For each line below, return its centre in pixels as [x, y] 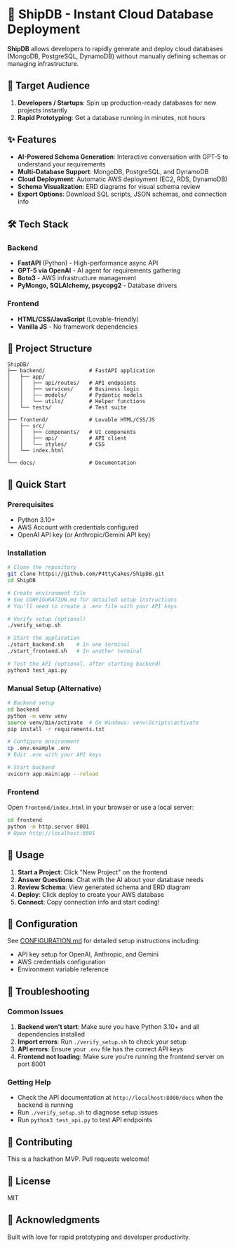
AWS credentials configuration [62, 962]
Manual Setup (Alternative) [54, 688]
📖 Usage [26, 855]
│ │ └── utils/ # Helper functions [76, 402]
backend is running [45, 1105]
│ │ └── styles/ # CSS [56, 445]
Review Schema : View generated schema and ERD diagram [104, 887]
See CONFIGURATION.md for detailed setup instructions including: [104, 941]
